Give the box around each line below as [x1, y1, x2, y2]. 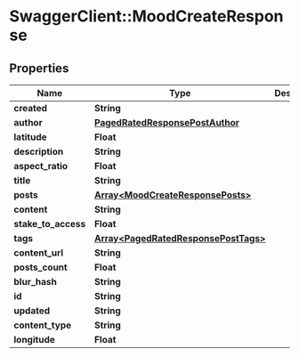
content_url [13, 247, 64, 259]
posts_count [13, 261, 69, 273]
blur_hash [13, 276, 58, 288]
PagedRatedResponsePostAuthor [93, 117, 240, 128]
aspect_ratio [13, 160, 69, 172]
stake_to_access [13, 218, 86, 230]
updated [13, 304, 51, 317]
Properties [9, 61, 69, 76]
